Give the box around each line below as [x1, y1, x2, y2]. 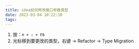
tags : [5, 17, 17, 22]
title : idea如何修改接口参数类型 [5, 7, 69, 13]
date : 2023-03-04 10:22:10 [5, 12, 63, 17]
